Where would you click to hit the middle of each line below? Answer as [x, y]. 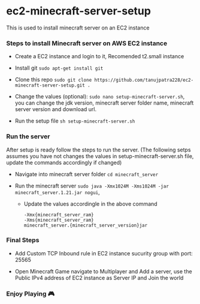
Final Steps [23, 240]
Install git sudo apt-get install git [59, 68]
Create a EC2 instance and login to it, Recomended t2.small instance [99, 56]
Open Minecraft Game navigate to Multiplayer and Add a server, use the [104, 271]
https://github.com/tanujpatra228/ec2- [144, 80]
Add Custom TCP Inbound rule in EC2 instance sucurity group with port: [104, 253]
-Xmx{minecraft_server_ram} [59, 214]
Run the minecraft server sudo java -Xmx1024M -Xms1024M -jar [92, 186]
